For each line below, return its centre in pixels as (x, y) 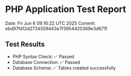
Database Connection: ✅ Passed (46, 62)
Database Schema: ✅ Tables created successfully (64, 68)
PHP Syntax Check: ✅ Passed (43, 56)
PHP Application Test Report (66, 9)
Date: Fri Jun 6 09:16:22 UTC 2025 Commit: (50, 23)
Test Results (25, 45)
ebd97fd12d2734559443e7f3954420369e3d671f (56, 28)
